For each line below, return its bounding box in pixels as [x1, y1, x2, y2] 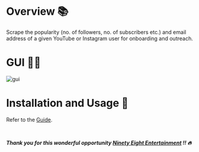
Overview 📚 [6, 5, 69, 18]
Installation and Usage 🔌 [6, 97, 129, 110]
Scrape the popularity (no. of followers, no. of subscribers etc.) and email [6, 28, 186, 36]
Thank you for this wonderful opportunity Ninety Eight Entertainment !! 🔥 [6, 139, 192, 146]
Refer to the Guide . [6, 116, 52, 123]
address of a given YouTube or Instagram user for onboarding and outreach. [6, 35, 194, 42]
